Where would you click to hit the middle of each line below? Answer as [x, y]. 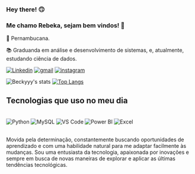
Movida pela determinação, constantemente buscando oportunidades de [95, 140]
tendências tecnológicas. [37, 164]
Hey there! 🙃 [25, 10]
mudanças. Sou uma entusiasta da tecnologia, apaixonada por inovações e [98, 152]
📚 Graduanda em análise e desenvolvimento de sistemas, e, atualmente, [95, 50]
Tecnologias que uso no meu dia [67, 100]
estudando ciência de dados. [41, 59]
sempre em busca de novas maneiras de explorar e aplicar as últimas [91, 158]
